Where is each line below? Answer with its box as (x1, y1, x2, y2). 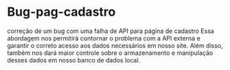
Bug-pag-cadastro (7, 4, 116, 20)
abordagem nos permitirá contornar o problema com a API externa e (7, 34, 200, 42)
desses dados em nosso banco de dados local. (7, 56, 141, 64)
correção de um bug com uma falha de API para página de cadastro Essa (7, 27, 214, 35)
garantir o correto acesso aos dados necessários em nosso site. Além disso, (7, 41, 223, 49)
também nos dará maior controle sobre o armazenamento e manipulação (7, 49, 214, 57)
